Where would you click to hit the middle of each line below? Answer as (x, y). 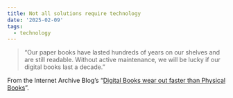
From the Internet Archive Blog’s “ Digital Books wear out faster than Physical (116, 81)
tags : (15, 26)
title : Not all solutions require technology (74, 13)
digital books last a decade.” (64, 67)
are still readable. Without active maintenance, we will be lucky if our (122, 60)
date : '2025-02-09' (35, 20)
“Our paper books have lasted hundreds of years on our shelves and (122, 52)
